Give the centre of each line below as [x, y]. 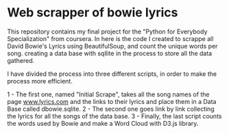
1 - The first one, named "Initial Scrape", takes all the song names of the [109, 94]
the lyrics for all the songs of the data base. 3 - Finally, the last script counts [114, 116]
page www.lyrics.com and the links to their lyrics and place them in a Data [112, 101]
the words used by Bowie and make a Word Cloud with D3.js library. [103, 123]
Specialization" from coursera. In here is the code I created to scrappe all [110, 38]
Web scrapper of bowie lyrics [93, 13]
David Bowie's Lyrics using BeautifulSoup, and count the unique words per [112, 46]
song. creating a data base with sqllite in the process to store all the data [110, 53]
